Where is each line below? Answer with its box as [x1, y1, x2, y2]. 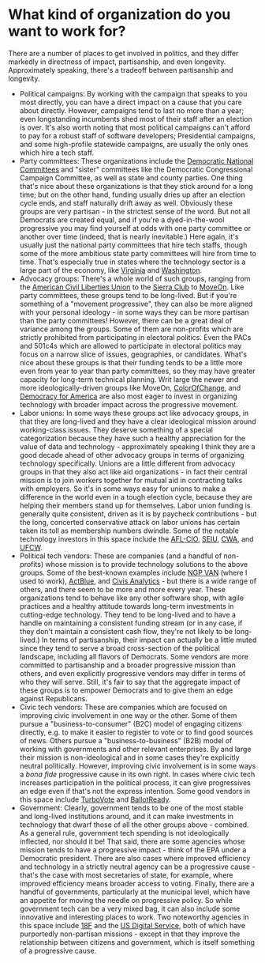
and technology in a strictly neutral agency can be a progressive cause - [19, 862, 256, 871]
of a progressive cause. [19, 946, 97, 955]
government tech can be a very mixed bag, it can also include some [19, 904, 241, 913]
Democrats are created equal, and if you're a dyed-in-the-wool [19, 215, 225, 225]
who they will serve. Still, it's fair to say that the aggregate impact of [19, 677, 241, 686]
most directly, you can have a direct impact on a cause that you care [19, 97, 242, 107]
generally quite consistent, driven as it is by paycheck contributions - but [19, 508, 257, 519]
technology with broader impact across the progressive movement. [19, 399, 238, 409]
